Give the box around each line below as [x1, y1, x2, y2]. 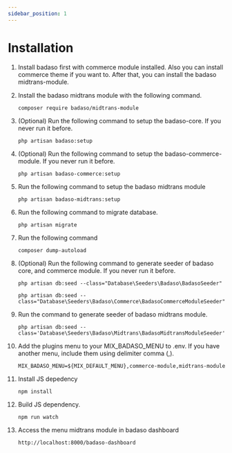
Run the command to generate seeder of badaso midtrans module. [17, 310, 208, 319]
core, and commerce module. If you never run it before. [17, 266, 176, 274]
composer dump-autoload [17, 247, 87, 254]
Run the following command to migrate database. [17, 208, 158, 216]
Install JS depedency [17, 375, 78, 383]
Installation [8, 39, 74, 55]
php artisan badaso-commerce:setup [17, 170, 121, 177]
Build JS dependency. [17, 400, 81, 409]
